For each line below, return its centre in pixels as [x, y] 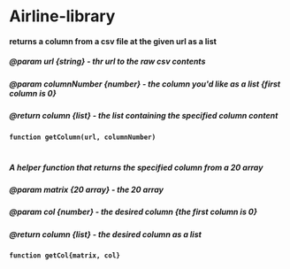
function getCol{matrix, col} [65, 256]
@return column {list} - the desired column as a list [105, 234]
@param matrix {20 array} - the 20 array [86, 190]
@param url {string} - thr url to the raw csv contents [107, 61]
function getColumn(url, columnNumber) [83, 137]
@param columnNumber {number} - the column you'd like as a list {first [145, 84]
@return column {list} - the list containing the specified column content [144, 116]
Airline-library [62, 16]
